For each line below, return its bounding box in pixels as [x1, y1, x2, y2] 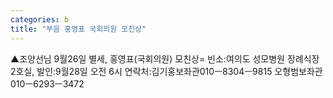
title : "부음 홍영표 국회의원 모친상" [10, 24, 147, 34]
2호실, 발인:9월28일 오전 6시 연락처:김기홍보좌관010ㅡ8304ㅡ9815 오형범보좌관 [10, 65, 323, 77]
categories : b [10, 14, 70, 25]
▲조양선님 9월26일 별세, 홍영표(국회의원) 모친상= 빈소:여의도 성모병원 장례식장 [10, 52, 320, 65]
